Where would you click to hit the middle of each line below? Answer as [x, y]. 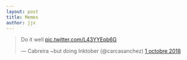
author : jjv [21, 23]
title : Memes [22, 17]
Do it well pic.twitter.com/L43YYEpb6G [69, 40]
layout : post [22, 12]
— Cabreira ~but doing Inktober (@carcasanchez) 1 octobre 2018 [101, 51]
